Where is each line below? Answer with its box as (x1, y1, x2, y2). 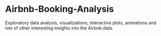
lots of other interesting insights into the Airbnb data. (5, 25, 114, 31)
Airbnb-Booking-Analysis (5, 3, 114, 15)
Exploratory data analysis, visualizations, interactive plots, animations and (5, 20, 157, 26)
